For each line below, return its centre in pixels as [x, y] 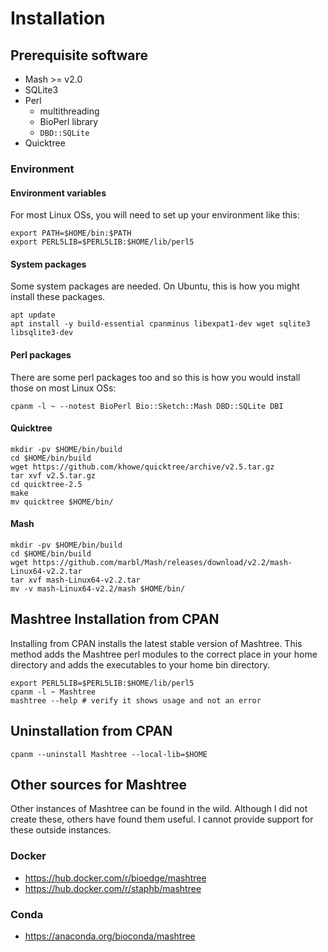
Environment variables [58, 193]
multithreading [69, 111]
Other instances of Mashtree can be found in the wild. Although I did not [159, 809]
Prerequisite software [79, 55]
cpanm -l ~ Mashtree [53, 692]
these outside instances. [61, 830]
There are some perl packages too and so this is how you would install [155, 377]
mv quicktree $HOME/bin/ [62, 502]
